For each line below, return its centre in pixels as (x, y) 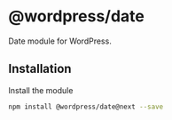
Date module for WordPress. (60, 41)
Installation (40, 69)
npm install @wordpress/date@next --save (86, 107)
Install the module (41, 90)
